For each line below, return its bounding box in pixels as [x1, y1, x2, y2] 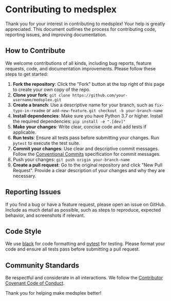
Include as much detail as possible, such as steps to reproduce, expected [5, 206, 161, 213]
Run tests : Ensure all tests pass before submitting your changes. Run [12, 135, 159, 141]
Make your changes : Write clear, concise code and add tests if [12, 123, 146, 129]
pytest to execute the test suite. [12, 140, 81, 146]
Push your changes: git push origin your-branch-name [12, 156, 130, 162]
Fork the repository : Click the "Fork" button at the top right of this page [12, 81, 165, 87]
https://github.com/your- [72, 92, 128, 98]
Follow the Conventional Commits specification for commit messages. [12, 150, 161, 157]
